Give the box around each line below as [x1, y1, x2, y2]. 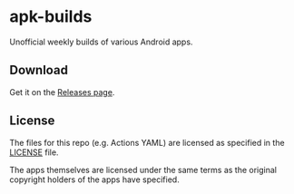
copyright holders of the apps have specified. [9, 174, 180, 185]
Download [9, 63, 68, 78]
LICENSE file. [9, 147, 59, 158]
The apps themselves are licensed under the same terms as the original [9, 164, 277, 175]
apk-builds [9, 6, 93, 27]
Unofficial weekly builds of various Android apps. [9, 36, 193, 47]
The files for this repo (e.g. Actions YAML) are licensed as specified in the [9, 137, 285, 148]
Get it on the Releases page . [9, 86, 115, 97]
